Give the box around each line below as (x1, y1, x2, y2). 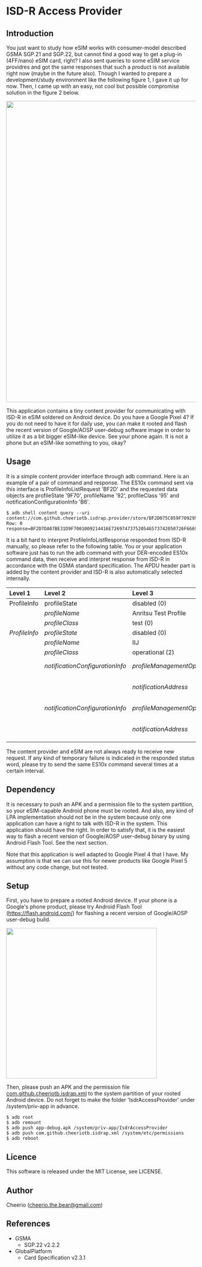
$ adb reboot (6, 1136, 39, 1142)
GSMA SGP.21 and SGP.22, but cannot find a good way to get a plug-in (6, 51, 182, 58)
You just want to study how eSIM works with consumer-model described (6, 44, 186, 51)
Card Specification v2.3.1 (23, 1254, 86, 1261)
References (6, 1219, 50, 1229)
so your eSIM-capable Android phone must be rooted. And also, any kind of (6, 807, 194, 814)
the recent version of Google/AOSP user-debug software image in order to (6, 427, 191, 433)
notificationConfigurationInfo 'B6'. (6, 498, 90, 505)
